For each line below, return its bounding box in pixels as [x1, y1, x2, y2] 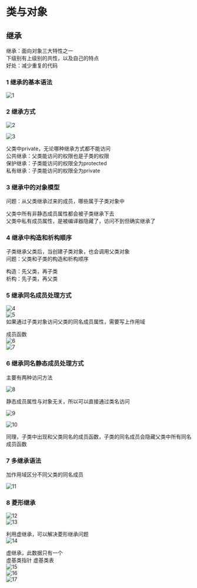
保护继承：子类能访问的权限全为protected [6, 159, 107, 166]
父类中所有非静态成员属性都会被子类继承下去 [6, 210, 115, 217]
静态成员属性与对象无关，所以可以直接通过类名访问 [6, 397, 130, 405]
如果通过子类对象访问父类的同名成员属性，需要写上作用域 [6, 318, 145, 325]
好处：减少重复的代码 [6, 62, 58, 69]
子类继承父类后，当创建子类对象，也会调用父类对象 [6, 248, 130, 255]
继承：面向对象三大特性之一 [6, 48, 74, 54]
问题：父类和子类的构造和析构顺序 [6, 255, 89, 262]
